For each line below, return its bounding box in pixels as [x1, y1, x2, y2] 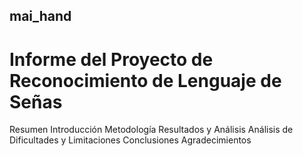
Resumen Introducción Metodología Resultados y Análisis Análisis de [9, 124, 294, 136]
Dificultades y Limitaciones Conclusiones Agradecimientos [9, 134, 252, 146]
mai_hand [9, 8, 72, 25]
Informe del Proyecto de [9, 48, 214, 71]
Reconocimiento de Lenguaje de [9, 69, 282, 92]
